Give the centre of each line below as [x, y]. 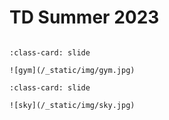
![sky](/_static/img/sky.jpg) [72, 105]
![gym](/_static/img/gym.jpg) [72, 70]
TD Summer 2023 [84, 17]
